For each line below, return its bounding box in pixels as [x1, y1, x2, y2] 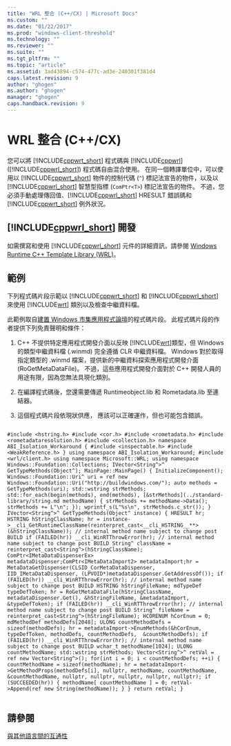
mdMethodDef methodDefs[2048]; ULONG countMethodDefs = [7, 619, 171, 626]
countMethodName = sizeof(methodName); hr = [7, 662, 137, 668]
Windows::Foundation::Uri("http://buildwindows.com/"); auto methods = [7, 480, 217, 486]
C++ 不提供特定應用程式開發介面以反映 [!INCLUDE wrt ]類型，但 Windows [17, 338, 224, 347]
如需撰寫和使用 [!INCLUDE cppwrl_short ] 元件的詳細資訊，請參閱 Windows [7, 242, 217, 250]
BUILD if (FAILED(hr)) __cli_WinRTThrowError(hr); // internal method [7, 534, 214, 541]
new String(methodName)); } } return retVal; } [43, 686, 184, 693]
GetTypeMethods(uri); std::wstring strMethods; [7, 486, 147, 493]
